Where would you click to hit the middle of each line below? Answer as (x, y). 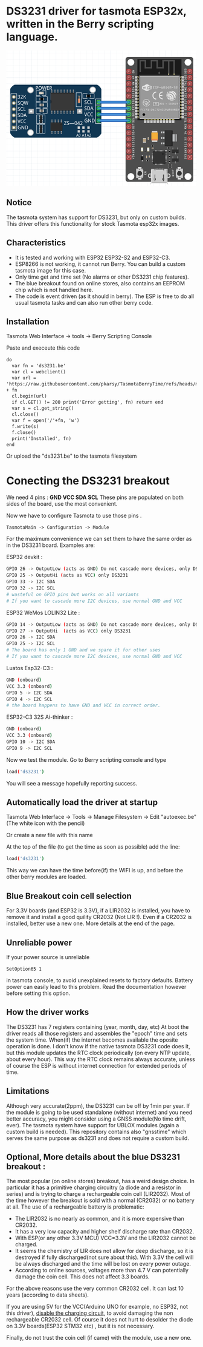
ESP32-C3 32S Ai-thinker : (40, 717)
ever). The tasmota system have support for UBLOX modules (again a (93, 1125)
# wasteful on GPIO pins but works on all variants (72, 594)
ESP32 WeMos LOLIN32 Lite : (43, 612)
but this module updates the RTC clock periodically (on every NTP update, (99, 1053)
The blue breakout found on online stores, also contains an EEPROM (100, 283)
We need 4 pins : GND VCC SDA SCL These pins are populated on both (95, 497)
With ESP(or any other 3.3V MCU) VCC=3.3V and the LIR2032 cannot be (105, 1238)
